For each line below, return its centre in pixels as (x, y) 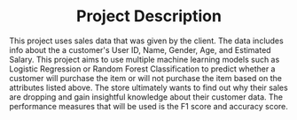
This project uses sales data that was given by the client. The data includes (146, 41)
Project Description (149, 16)
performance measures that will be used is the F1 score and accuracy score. (148, 106)
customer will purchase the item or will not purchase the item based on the (145, 78)
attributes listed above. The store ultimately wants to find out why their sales (148, 87)
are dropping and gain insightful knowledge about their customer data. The (146, 97)
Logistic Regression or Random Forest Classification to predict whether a (142, 69)
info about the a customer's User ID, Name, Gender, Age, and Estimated (141, 49)
